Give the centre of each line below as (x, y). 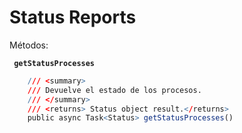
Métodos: (29, 45)
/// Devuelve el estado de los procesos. (114, 90)
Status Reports (73, 17)
